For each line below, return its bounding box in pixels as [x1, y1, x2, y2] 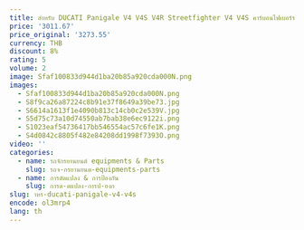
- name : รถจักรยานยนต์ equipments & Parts [17, 156, 165, 166]
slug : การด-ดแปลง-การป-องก [25, 182, 115, 191]
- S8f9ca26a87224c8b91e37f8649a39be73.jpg [17, 97, 180, 107]
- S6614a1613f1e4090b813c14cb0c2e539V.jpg [17, 106, 180, 115]
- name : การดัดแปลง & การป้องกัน [17, 173, 119, 182]
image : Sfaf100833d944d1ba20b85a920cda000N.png [9, 72, 193, 81]
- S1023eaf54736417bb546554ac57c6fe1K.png [17, 123, 180, 132]
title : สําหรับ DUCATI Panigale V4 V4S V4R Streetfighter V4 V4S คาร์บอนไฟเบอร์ [9, 13, 292, 23]
